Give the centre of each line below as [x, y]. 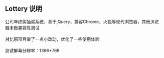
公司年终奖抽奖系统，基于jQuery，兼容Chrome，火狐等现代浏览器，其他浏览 [82, 22]
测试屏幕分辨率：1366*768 [32, 50]
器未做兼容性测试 [22, 28]
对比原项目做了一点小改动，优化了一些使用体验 [52, 39]
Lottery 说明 [24, 9]
